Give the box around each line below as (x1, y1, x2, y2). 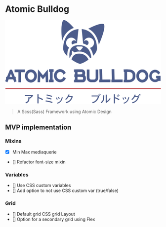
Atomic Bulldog (5, 3, 70, 15)
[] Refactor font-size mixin (12, 159, 66, 165)
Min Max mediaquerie (12, 149, 57, 155)
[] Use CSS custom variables (12, 183, 71, 189)
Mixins (5, 138, 22, 145)
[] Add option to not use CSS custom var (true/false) (12, 188, 119, 193)
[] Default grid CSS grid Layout (12, 211, 75, 217)
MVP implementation (5, 123, 72, 131)
